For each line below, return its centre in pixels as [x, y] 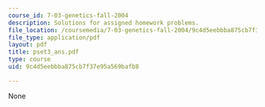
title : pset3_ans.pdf [44, 52]
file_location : [33, 30]
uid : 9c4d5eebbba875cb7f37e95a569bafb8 [74, 67]
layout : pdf [28, 45]
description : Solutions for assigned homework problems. [104, 23]
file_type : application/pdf [54, 37]
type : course [30, 60]
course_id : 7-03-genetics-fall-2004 [68, 15]
